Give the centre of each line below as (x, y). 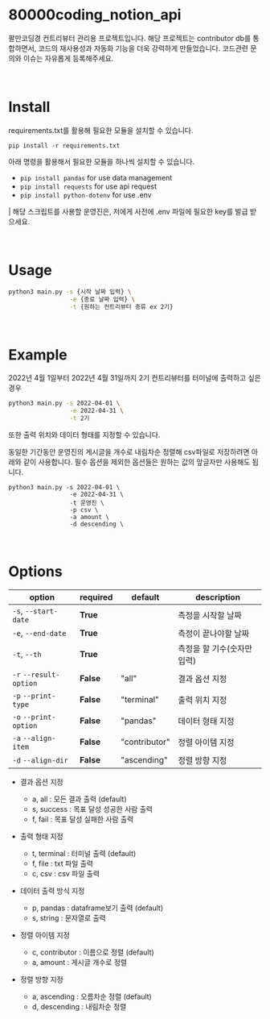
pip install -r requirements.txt (64, 146)
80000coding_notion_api (95, 15)
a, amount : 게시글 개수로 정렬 (79, 962)
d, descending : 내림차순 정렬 (79, 1006)
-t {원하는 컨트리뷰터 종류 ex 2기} (121, 307)
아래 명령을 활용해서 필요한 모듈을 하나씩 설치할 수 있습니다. (102, 161)
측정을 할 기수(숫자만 (215, 648)
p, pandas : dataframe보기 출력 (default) (98, 908)
